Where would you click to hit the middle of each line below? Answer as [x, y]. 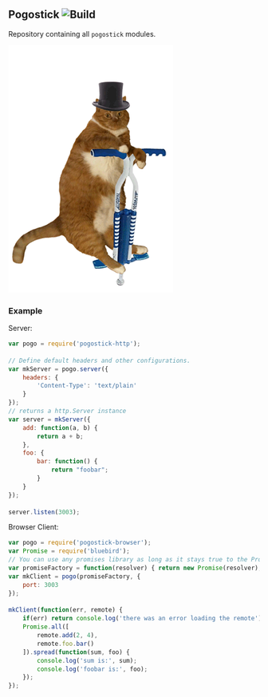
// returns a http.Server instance [67, 412]
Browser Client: [33, 527]
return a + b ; [60, 436]
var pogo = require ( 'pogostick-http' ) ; [75, 344]
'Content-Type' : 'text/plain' [87, 386]
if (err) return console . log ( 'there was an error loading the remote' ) [142, 619]
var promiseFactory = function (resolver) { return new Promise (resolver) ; [135, 568]
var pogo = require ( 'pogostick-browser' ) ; [80, 543]
